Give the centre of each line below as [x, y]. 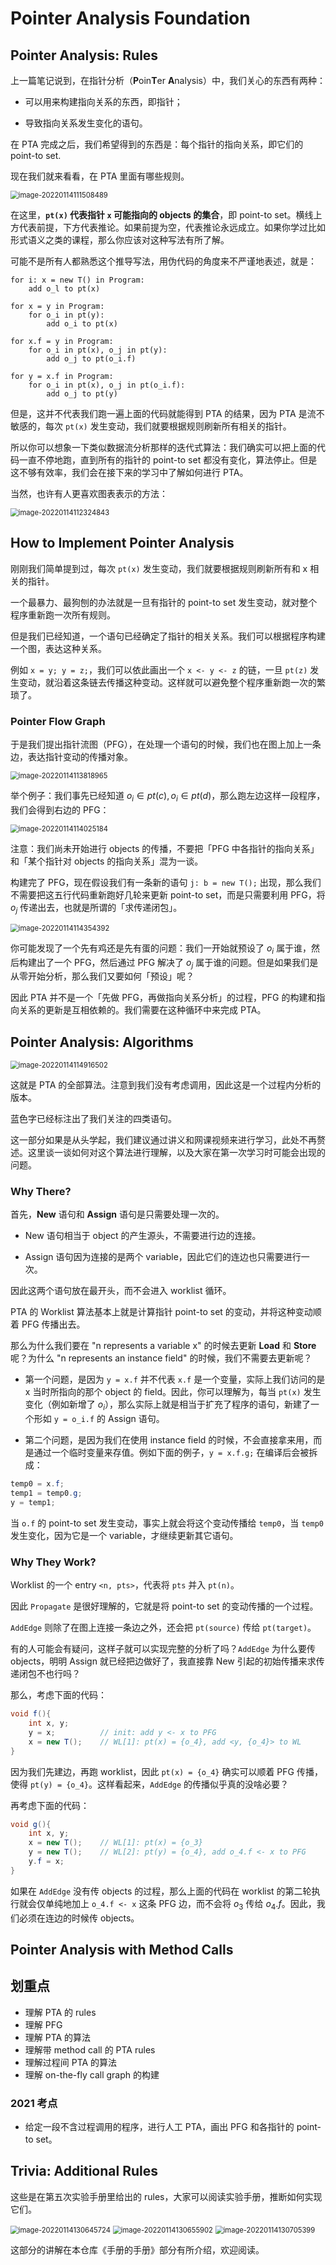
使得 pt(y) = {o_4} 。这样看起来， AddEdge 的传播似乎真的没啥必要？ [150, 1784]
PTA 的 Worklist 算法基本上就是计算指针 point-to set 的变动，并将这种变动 [161, 1312]
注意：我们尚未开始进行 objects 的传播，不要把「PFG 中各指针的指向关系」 [165, 848]
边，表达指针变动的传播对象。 [71, 757]
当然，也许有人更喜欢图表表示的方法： [89, 493]
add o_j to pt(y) [82, 394]
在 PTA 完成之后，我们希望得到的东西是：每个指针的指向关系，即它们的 [157, 144]
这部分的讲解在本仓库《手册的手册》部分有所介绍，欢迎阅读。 [137, 2249]
